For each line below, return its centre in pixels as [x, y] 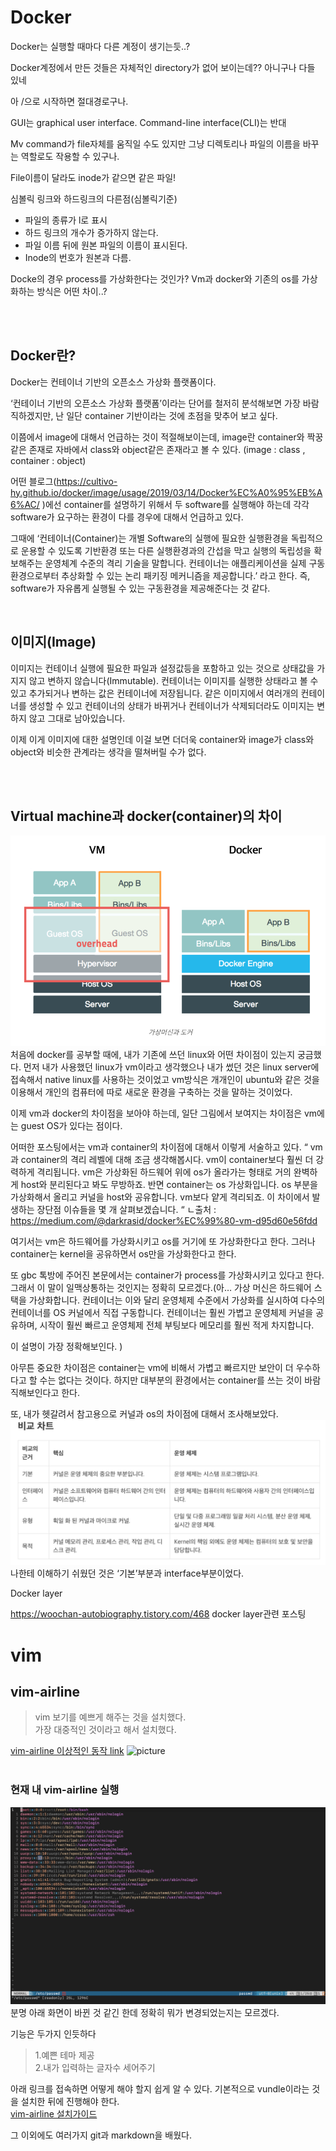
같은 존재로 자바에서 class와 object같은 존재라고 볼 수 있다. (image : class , [158, 449]
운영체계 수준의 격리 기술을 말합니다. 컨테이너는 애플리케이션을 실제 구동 [185, 563]
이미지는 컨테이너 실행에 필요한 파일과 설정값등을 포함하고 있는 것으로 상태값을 [162, 668]
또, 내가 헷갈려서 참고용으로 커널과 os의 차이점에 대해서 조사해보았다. [144, 1414]
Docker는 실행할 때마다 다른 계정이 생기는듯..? [100, 46]
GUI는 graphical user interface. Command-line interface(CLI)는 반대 [148, 122]
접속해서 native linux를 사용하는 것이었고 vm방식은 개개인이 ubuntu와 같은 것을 [165, 1080]
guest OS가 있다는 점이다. [71, 1126]
